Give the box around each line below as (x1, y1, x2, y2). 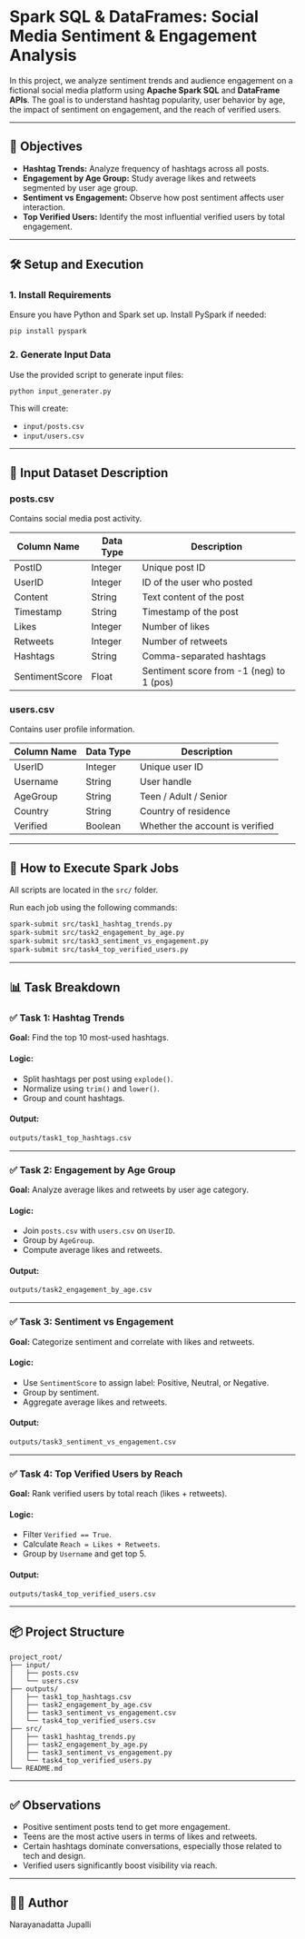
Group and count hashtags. (22, 1092, 125, 1103)
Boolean (85, 820, 121, 832)
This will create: (9, 403, 69, 414)
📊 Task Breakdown (9, 979, 121, 996)
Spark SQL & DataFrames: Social (9, 6, 259, 27)
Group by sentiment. (22, 1387, 100, 1397)
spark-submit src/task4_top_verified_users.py (9, 945, 189, 954)
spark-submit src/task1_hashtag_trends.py (9, 920, 172, 929)
